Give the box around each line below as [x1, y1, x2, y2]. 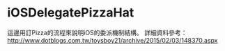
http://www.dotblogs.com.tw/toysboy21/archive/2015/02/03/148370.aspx [7, 36, 218, 44]
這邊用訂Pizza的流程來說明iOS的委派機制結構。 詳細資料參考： [7, 28, 187, 37]
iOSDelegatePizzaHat [7, 5, 134, 21]
